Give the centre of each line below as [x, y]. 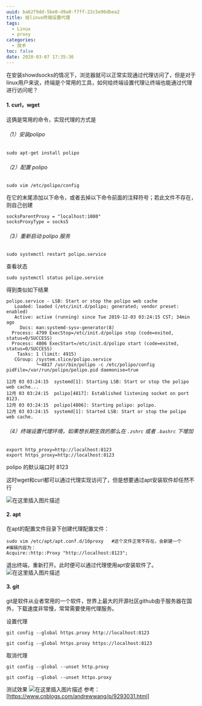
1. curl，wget [23, 105]
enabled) [17, 312]
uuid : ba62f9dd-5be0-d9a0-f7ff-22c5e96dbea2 [63, 12]
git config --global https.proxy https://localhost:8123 [79, 644]
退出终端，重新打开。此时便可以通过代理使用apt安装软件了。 [82, 565]
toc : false [20, 51]
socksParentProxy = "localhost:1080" [54, 217]
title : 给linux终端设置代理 [38, 18]
